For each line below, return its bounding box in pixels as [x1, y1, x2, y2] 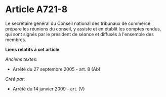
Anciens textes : [5, 56, 38, 62]
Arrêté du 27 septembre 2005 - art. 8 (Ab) [12, 66, 101, 72]
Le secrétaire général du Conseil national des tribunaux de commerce [5, 20, 151, 26]
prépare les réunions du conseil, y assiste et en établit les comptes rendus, [5, 25, 161, 31]
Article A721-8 [5, 4, 68, 15]
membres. [5, 37, 26, 43]
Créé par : [5, 76, 25, 82]
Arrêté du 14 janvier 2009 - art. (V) [12, 85, 85, 92]
